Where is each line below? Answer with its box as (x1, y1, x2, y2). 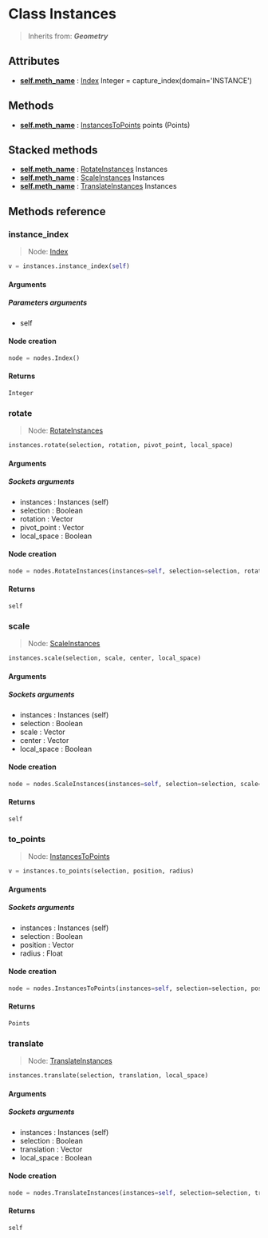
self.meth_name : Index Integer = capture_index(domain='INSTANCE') (19, 75, 253, 85)
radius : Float (19, 948, 64, 958)
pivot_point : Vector (19, 522, 85, 532)
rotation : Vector (19, 513, 73, 524)
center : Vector (19, 735, 69, 745)
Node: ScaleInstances (27, 639, 100, 649)
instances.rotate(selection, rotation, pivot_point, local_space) (8, 441, 234, 449)
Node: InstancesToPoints (27, 852, 110, 861)
